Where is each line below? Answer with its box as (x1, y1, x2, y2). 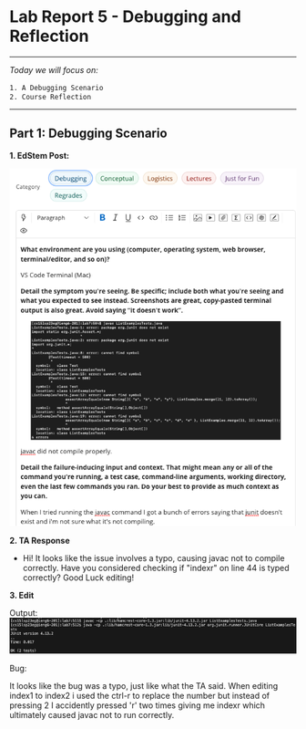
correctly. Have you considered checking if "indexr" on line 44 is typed (22, 562, 290, 573)
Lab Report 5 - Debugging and (9, 6, 241, 27)
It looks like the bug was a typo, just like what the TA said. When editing (9, 681, 279, 692)
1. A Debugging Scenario (9, 83, 104, 92)
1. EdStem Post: (9, 150, 70, 161)
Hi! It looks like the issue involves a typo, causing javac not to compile (22, 552, 285, 563)
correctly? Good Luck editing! (22, 572, 135, 583)
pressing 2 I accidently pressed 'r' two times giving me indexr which (9, 700, 266, 711)
